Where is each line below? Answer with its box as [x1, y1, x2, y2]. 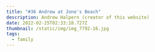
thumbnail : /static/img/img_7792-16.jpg [6, 25, 110, 32]
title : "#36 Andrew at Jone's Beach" [6, 8, 101, 15]
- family [11, 36, 34, 42]
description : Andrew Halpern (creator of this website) [6, 14, 150, 20]
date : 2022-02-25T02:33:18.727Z [6, 20, 87, 26]
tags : [6, 31, 20, 37]
